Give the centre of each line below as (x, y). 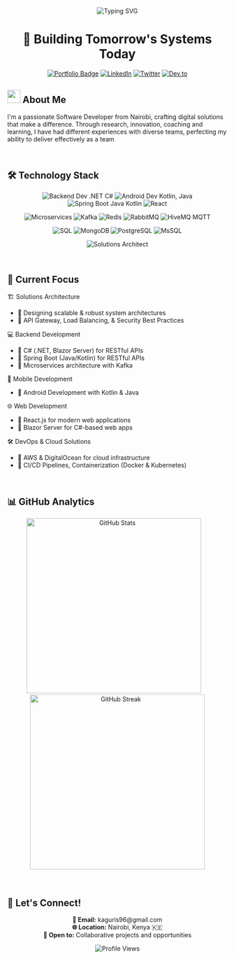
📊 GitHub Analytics (51, 502)
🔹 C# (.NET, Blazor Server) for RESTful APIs (80, 351)
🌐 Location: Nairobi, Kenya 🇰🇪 (117, 927)
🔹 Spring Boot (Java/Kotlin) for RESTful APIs (81, 358)
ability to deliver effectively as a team (61, 139)
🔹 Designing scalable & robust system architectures (92, 313)
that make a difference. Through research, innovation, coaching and (105, 124)
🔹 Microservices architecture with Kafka (75, 365)
